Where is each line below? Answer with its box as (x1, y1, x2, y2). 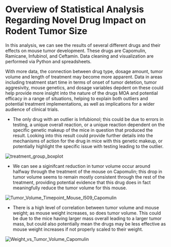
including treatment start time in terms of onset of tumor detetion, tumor (5, 79, 157, 85)
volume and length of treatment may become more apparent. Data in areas (5, 73, 162, 80)
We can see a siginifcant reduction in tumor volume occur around (12, 163, 151, 169)
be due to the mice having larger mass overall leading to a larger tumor (12, 215, 162, 221)
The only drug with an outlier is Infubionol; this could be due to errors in (12, 116, 164, 122)
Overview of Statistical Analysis (5, 4, 144, 15)
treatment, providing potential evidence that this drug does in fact (12, 179, 151, 185)
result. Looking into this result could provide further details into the (12, 132, 153, 138)
